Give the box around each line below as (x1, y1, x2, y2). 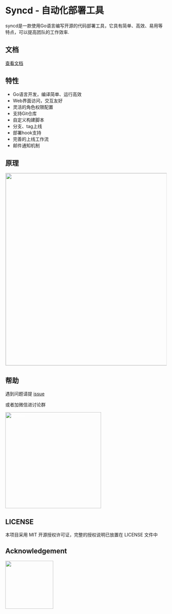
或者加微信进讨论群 (5, 402, 46, 408)
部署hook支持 (12, 129, 42, 136)
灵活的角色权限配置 (12, 104, 54, 110)
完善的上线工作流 (12, 136, 49, 142)
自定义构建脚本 (12, 116, 44, 123)
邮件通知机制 (12, 142, 40, 149)
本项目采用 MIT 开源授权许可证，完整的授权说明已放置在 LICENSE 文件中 (5, 531, 158, 538)
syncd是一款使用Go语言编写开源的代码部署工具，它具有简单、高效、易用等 (5, 23, 163, 29)
